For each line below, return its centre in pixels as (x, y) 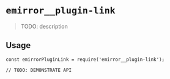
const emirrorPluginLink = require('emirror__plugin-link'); (85, 60)
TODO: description (44, 26)
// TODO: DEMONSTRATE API (39, 70)
